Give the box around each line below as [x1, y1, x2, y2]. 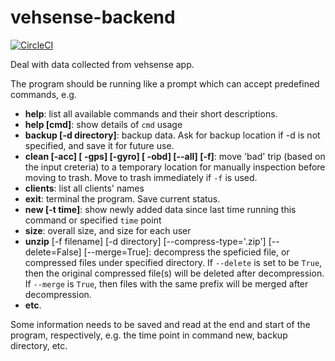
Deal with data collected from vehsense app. [10, 58, 195, 70]
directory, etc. [10, 339, 68, 351]
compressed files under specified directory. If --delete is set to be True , [24, 256, 323, 268]
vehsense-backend [10, 6, 176, 29]
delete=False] [24, 246, 82, 258]
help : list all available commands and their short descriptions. [24, 107, 278, 120]
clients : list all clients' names [24, 182, 145, 194]
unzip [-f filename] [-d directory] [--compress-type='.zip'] [24, 235, 267, 247]
